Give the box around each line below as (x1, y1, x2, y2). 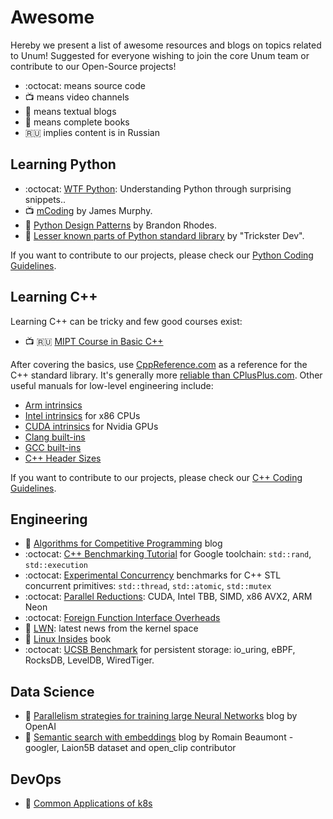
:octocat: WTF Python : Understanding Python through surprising (24, 182, 292, 195)
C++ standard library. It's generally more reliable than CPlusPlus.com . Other (10, 369, 323, 381)
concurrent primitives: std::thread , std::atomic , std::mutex (24, 580, 272, 592)
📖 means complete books (24, 116, 130, 128)
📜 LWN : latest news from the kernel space (24, 622, 199, 635)
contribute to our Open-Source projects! (10, 60, 177, 72)
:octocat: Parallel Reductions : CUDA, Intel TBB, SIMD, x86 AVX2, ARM (24, 591, 313, 603)
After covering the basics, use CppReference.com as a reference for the (10, 358, 308, 370)
